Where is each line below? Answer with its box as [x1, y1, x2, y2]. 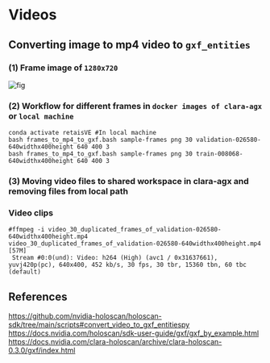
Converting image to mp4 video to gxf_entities [8, 38, 251, 52]
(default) [8, 268, 42, 276]
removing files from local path [8, 186, 129, 197]
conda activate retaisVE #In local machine [8, 129, 157, 137]
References [8, 290, 68, 303]
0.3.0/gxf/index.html [8, 345, 76, 356]
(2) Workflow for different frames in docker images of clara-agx [8, 100, 263, 111]
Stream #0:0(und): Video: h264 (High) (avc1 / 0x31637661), [11, 254, 218, 262]
